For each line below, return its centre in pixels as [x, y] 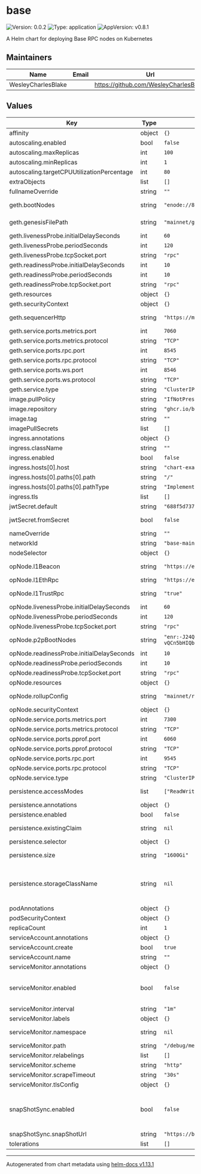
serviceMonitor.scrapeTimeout [52, 1074]
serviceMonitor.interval [42, 1008]
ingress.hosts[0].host [39, 467]
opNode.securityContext [44, 710]
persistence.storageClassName [53, 884]
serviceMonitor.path [38, 1046]
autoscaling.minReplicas [43, 162]
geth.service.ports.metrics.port [53, 331]
